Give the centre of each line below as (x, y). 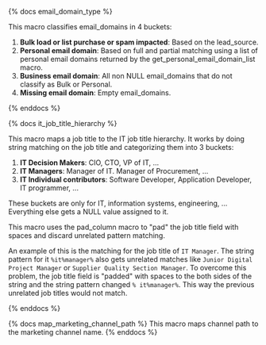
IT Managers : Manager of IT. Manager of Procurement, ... (114, 171)
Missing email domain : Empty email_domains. (95, 93)
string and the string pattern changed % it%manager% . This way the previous (131, 284)
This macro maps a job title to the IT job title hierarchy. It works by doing (126, 139)
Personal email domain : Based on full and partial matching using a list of (139, 50)
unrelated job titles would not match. (68, 293)
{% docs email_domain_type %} (60, 11)
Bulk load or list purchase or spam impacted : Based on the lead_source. (139, 42)
